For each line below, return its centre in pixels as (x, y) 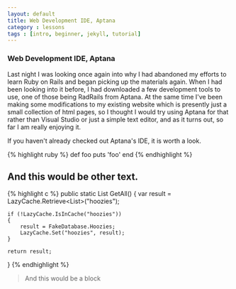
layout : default (31, 14)
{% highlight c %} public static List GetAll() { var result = (89, 194)
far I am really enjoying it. (44, 127)
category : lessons (36, 27)
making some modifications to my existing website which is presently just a (117, 104)
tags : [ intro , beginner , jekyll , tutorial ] (74, 34)
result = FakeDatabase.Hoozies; (68, 227)
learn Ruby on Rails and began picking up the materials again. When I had (115, 82)
